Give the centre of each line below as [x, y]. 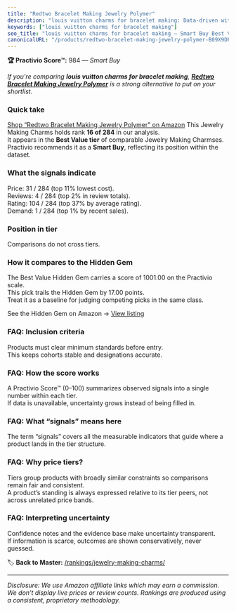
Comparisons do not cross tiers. [54, 244]
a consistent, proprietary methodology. [64, 600]
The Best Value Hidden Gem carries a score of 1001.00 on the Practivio [110, 277]
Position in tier [32, 229]
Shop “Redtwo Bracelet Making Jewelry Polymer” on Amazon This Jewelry [116, 125]
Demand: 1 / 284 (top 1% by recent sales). [68, 211]
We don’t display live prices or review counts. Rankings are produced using [117, 592]
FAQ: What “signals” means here [65, 421]
